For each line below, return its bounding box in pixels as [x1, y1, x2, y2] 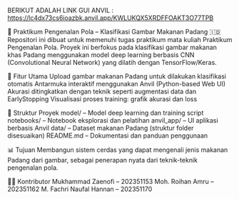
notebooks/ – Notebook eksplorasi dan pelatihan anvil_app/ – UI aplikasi [7, 116, 219, 124]
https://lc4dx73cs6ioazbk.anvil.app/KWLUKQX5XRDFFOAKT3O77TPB [7, 14, 214, 22]
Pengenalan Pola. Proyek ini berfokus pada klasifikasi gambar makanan [7, 43, 218, 51]
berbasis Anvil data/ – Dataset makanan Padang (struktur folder [7, 124, 194, 132]
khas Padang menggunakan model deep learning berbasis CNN [7, 51, 195, 59]
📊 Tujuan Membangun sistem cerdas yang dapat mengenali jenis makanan [7, 146, 228, 154]
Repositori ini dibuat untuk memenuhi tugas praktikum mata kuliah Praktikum [7, 36, 233, 44]
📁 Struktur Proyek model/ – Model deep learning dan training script [7, 108, 204, 117]
